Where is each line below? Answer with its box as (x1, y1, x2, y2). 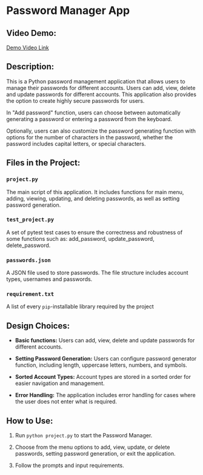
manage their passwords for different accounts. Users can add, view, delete (6, 84, 196, 91)
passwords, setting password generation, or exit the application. (15, 450, 176, 457)
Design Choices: (6, 321, 70, 331)
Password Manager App (6, 4, 130, 18)
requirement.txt (6, 291, 55, 298)
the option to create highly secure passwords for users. (6, 97, 145, 104)
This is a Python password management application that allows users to (6, 77, 186, 85)
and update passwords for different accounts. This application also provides (6, 91, 197, 98)
